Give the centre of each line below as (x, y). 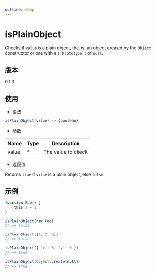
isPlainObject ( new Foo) (30, 221)
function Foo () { (23, 203)
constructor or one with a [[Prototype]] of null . (54, 53)
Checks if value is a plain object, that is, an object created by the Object (78, 48)
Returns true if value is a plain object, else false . (55, 175)
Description (66, 144)
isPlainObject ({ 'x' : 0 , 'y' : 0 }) (42, 248)
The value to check (66, 152)
